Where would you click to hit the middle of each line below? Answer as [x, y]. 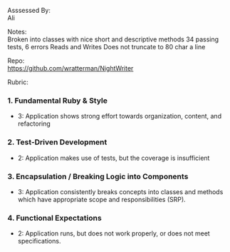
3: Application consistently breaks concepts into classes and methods [120, 191]
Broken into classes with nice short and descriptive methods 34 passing [113, 39]
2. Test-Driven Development [57, 142]
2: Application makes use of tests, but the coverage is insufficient [114, 158]
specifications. [39, 241]
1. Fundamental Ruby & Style [58, 101]
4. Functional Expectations [54, 218]
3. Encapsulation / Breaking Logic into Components [98, 176]
